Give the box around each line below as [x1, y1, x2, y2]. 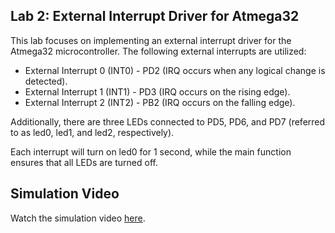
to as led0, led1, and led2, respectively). [10, 126, 175, 138]
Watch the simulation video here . [10, 212, 146, 224]
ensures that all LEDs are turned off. [10, 156, 158, 168]
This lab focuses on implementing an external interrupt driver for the [10, 34, 292, 46]
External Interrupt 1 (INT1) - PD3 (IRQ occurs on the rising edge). [24, 85, 291, 98]
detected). [24, 75, 68, 87]
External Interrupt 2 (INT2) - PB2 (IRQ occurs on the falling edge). [24, 96, 296, 108]
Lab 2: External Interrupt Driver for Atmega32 [10, 8, 300, 25]
